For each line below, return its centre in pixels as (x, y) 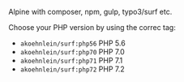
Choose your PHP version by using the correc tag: (92, 27)
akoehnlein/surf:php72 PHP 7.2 (73, 69)
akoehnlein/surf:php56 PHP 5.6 (73, 43)
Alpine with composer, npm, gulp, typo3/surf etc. (90, 12)
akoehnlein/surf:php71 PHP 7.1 (71, 60)
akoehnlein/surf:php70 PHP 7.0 (72, 52)
